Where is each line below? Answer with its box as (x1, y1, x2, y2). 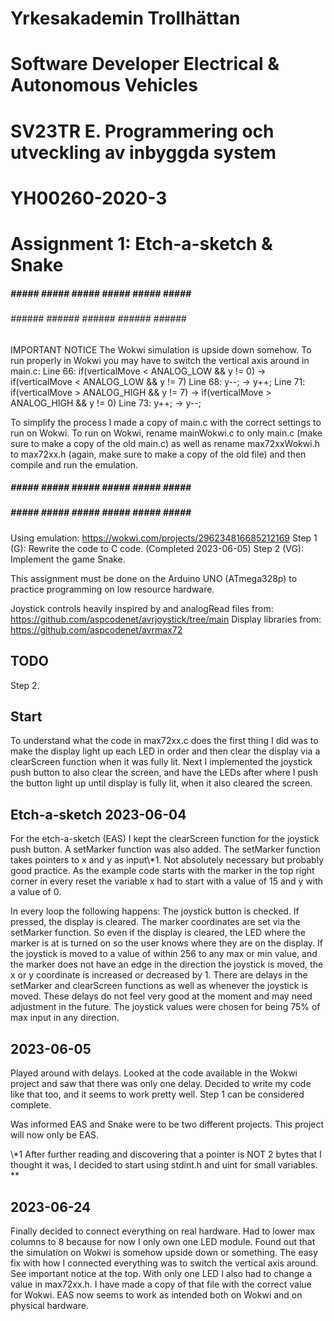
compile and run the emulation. (10, 458, 139, 471)
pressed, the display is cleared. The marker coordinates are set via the (10, 916, 301, 928)
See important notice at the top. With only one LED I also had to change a (10, 1267, 313, 1279)
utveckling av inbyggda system (10, 141, 277, 164)
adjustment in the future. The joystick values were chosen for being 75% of (10, 1001, 321, 1013)
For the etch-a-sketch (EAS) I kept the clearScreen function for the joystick (10, 833, 320, 845)
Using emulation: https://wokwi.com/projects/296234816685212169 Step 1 (10, 532, 318, 544)
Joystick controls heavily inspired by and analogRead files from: (10, 602, 274, 614)
